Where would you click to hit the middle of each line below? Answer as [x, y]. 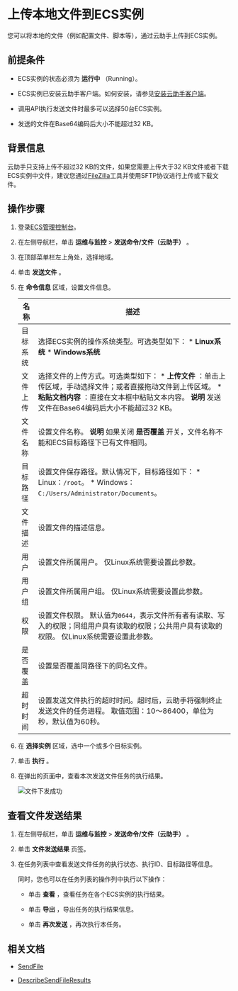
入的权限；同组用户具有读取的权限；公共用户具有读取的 [130, 626]
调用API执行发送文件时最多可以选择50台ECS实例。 [91, 108]
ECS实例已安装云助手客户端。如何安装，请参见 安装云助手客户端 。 [114, 94]
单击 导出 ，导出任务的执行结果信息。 [83, 909]
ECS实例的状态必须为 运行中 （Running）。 [79, 78]
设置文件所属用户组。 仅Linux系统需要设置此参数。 [123, 591]
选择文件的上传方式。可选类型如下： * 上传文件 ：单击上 [132, 376]
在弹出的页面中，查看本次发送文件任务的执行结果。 [92, 776]
